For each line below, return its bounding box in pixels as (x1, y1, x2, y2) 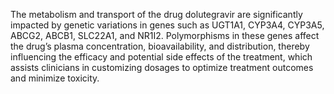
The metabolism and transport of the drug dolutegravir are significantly (10, 9, 303, 20)
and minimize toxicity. (10, 72, 100, 84)
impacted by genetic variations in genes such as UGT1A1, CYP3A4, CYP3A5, (10, 19, 325, 31)
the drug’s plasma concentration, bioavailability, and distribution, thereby (10, 40, 310, 52)
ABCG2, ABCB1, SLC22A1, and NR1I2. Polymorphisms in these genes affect (10, 30, 320, 41)
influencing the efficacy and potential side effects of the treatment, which (10, 51, 313, 63)
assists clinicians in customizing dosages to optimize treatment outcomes (10, 62, 314, 73)
